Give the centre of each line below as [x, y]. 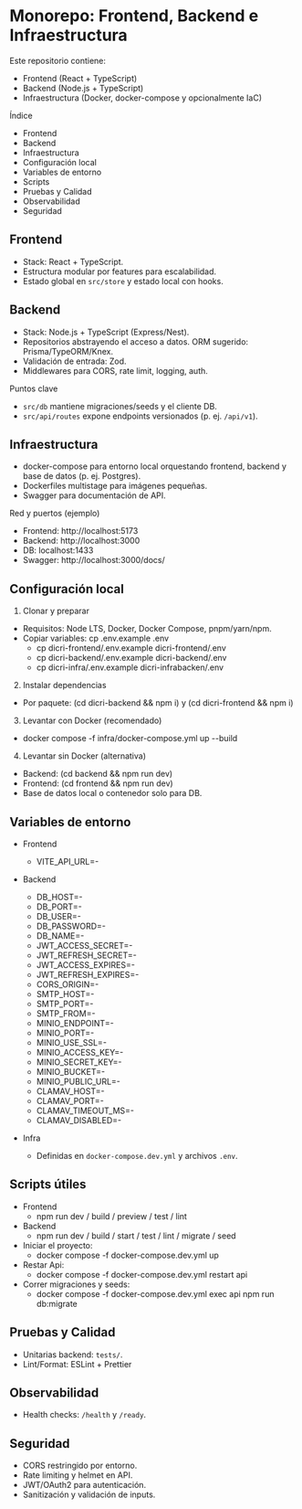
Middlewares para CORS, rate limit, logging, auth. [115, 370]
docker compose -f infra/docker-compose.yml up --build [130, 739]
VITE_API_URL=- [68, 861]
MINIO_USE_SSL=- [72, 1042]
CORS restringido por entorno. [80, 1466]
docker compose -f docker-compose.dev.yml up [127, 1255]
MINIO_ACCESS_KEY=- [80, 1052]
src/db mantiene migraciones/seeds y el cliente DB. [120, 406]
